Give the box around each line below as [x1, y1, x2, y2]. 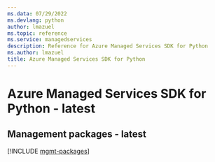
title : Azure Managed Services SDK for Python [7, 56, 146, 63]
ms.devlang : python [7, 17, 64, 24]
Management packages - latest [7, 128, 147, 140]
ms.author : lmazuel [7, 50, 64, 57]
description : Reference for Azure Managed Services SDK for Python [7, 43, 209, 50]
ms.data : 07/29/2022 [7, 10, 68, 17]
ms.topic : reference [7, 29, 68, 37]
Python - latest [7, 101, 96, 116]
